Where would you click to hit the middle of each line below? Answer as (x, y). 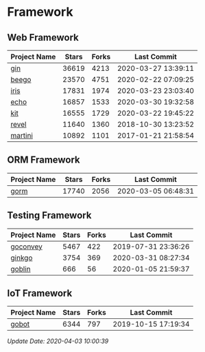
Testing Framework (49, 215)
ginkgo (22, 258)
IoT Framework (40, 293)
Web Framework (43, 38)
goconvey (27, 247)
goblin (21, 269)
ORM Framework (44, 160)
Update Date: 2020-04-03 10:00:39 (58, 341)
